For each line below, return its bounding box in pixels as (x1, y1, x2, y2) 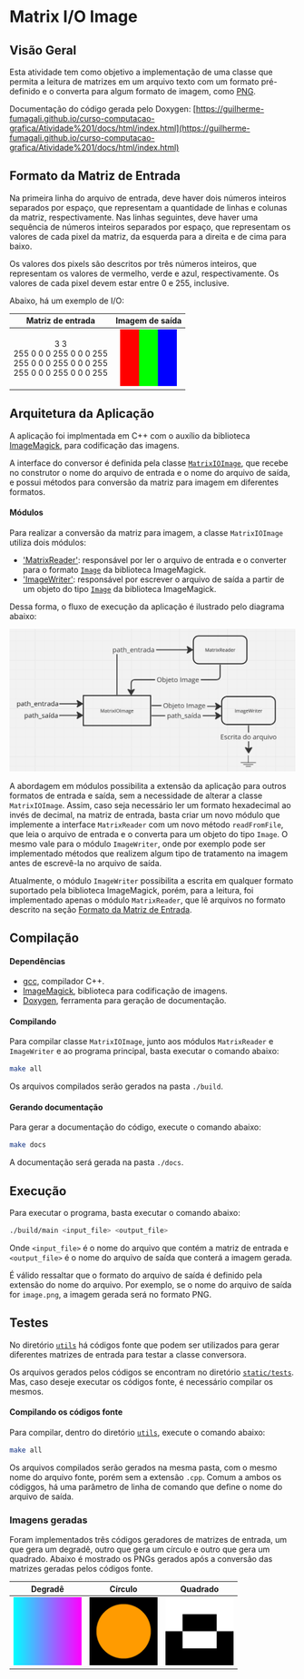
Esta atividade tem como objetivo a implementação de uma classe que (9, 66, 273, 77)
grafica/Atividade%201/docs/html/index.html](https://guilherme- (9, 123, 251, 133)
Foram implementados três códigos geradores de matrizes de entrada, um (9, 1535, 288, 1546)
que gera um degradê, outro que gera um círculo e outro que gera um (9, 1544, 270, 1555)
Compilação (9, 930, 80, 945)
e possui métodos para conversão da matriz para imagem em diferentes (9, 477, 279, 488)
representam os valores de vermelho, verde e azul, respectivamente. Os (9, 268, 279, 279)
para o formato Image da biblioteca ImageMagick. (22, 565, 207, 576)
